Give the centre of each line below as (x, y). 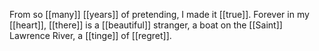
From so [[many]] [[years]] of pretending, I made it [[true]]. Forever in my (159, 14)
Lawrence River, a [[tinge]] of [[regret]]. (90, 35)
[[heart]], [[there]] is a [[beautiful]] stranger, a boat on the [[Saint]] (146, 25)
